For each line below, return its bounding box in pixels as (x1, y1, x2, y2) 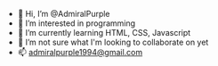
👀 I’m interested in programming (17, 18, 136, 29)
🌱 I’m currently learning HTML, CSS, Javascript (17, 28, 191, 37)
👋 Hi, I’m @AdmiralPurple (17, 9, 110, 19)
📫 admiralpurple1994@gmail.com (17, 47, 143, 57)
